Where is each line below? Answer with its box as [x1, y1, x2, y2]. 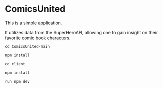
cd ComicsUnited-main [5, 44, 50, 49]
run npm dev [5, 79, 30, 84]
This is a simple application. [5, 20, 62, 26]
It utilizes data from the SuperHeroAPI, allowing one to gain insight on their [5, 29, 158, 35]
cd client [5, 61, 26, 66]
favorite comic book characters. [5, 35, 71, 41]
